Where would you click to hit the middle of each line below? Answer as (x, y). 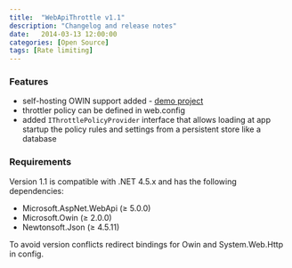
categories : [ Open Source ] (59, 42)
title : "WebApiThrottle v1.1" (67, 17)
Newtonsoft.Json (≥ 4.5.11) (71, 227)
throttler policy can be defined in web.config (103, 110)
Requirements (41, 162)
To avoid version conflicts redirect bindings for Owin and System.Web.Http (146, 244)
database (39, 139)
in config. (27, 254)
